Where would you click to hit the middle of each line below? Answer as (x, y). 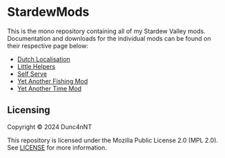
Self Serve (32, 74)
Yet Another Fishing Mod (52, 81)
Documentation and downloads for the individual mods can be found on (109, 38)
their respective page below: (48, 46)
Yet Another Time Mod (49, 88)
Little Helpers (36, 66)
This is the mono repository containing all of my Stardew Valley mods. (106, 31)
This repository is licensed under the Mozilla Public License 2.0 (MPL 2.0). (113, 140)
